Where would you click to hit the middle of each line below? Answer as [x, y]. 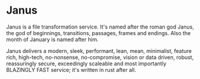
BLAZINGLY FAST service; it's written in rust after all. [71, 69]
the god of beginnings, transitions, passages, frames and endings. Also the [99, 33]
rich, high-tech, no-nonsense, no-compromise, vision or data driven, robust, [100, 57]
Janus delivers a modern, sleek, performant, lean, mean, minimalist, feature [99, 50]
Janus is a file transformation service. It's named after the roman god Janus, [100, 27]
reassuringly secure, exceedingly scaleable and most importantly [86, 64]
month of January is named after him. [52, 39]
